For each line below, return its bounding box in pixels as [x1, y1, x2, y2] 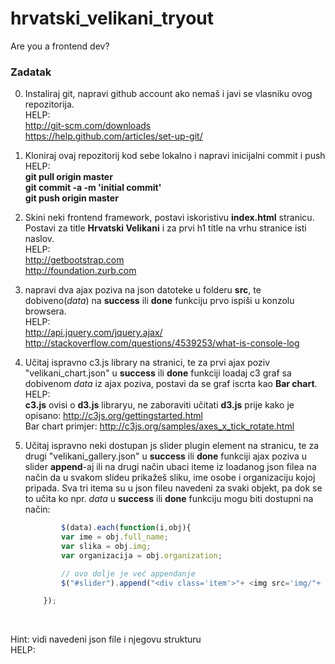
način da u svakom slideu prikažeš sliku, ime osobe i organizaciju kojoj [24, 472, 316, 484]
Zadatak [10, 65, 52, 79]
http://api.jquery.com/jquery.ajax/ [24, 327, 163, 339]
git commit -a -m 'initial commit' [24, 182, 162, 194]
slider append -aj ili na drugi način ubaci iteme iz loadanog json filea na [24, 461, 317, 473]
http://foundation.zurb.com [24, 265, 137, 277]
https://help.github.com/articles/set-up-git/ [24, 130, 203, 142]
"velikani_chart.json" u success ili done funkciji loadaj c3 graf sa [24, 367, 292, 379]
